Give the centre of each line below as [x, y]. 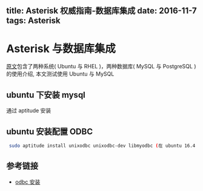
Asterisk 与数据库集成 [61, 49]
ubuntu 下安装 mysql [46, 95]
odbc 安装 [28, 182]
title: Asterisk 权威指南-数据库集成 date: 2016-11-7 [101, 11]
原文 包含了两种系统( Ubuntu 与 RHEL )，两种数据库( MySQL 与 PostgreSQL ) [101, 66]
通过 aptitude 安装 [29, 111]
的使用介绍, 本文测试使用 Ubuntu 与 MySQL [60, 74]
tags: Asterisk [33, 21]
